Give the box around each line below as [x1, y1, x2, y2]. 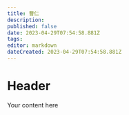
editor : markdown [7, 42, 57, 49]
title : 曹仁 [7, 10, 39, 17]
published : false [7, 23, 57, 30]
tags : [7, 36, 23, 43]
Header [7, 79, 50, 94]
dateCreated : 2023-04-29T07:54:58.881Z [7, 49, 122, 56]
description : [7, 17, 45, 23]
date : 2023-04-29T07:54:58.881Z [7, 29, 100, 36]
